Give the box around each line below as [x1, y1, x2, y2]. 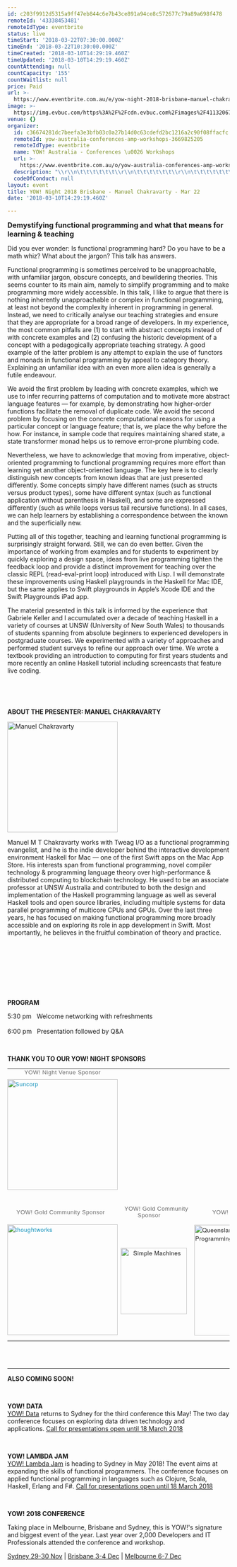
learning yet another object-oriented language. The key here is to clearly [7, 466, 219, 474]
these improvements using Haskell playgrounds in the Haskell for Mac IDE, [7, 578, 224, 586]
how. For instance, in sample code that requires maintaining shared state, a [7, 430, 226, 438]
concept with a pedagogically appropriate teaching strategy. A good [7, 341, 206, 349]
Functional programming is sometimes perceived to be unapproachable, [7, 266, 217, 274]
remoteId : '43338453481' [7, 17, 80, 24]
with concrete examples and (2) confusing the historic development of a [7, 334, 217, 342]
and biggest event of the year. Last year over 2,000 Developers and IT [7, 1531, 212, 1539]
